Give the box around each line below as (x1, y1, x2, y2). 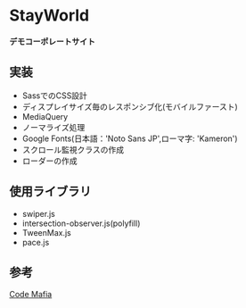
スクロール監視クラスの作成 (21, 144, 125, 154)
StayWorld (9, 5, 90, 26)
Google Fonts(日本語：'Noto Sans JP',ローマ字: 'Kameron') (21, 133, 238, 144)
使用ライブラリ (9, 184, 92, 199)
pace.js (21, 237, 50, 247)
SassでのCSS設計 (21, 90, 87, 101)
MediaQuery (21, 111, 69, 121)
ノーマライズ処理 (21, 121, 86, 132)
